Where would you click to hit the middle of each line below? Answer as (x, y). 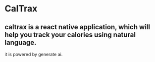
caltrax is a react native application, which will (77, 27)
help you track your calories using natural (70, 34)
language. (21, 42)
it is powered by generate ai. (34, 54)
